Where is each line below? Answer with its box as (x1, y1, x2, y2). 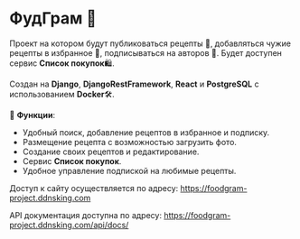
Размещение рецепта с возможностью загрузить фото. (22, 136, 238, 147)
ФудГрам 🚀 (9, 8, 98, 29)
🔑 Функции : (9, 109, 56, 120)
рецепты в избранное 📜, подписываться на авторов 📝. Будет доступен (9, 47, 283, 58)
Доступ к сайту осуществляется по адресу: (9, 182, 179, 193)
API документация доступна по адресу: (9, 209, 163, 220)
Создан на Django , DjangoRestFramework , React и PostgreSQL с (9, 78, 259, 89)
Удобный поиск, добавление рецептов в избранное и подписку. (22, 126, 270, 138)
